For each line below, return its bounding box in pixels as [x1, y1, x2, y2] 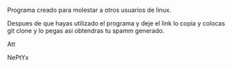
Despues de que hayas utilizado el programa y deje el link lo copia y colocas [7, 19, 225, 27]
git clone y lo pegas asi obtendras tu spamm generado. [7, 27, 165, 35]
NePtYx [7, 53, 29, 61]
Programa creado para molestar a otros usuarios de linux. [7, 6, 172, 14]
